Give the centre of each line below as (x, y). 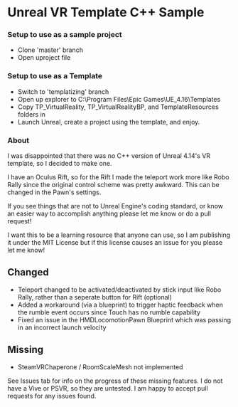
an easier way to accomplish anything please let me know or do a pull (109, 213)
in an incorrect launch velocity (62, 327)
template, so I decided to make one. (60, 164)
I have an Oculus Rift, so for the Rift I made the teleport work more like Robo (118, 177)
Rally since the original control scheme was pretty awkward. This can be (113, 185)
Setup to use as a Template (55, 76)
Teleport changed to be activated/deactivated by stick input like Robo (119, 290)
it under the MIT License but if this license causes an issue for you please (115, 243)
